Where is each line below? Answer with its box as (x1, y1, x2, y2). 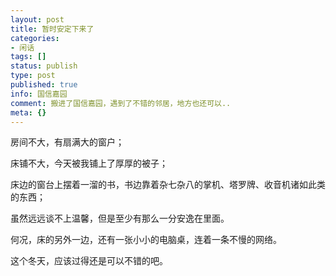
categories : (10, 33, 60, 43)
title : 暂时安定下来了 (10, 24, 95, 34)
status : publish (10, 61, 78, 71)
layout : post (10, 14, 65, 25)
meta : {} (10, 107, 47, 118)
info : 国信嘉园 (10, 89, 68, 99)
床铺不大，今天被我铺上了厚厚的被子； (10, 157, 168, 170)
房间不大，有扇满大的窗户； (10, 136, 125, 148)
